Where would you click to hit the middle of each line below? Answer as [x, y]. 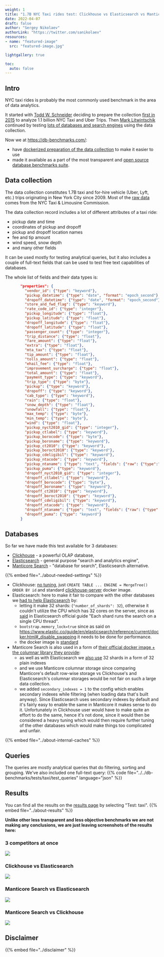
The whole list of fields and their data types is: [52, 277]
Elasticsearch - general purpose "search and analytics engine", [76, 561]
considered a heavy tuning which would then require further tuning [87, 720]
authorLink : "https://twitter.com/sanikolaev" [53, 32]
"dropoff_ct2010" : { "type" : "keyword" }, [66, 491]
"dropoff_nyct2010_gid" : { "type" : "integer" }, [73, 473]
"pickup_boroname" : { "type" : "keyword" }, [67, 441]
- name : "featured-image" [31, 42]
